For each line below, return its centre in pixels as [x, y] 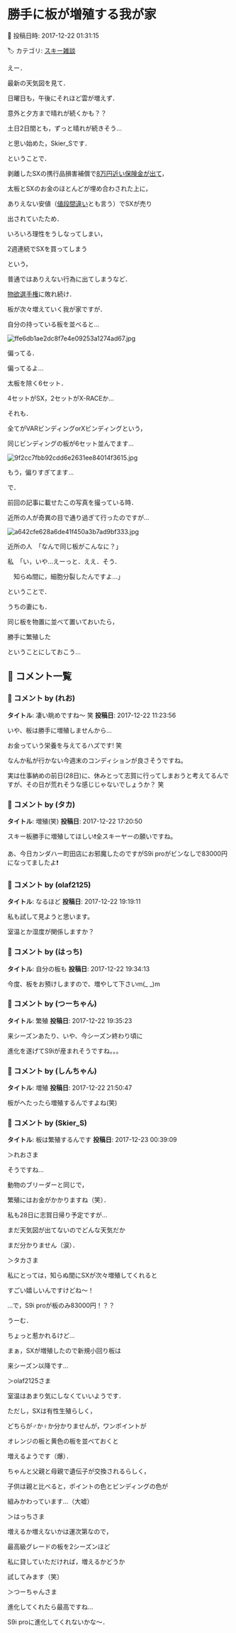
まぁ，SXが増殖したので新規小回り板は [64, 1351]
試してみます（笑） [35, 1577]
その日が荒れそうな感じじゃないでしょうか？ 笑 [95, 784]
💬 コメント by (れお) [41, 698]
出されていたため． [35, 218]
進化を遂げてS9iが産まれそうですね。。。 [65, 1051]
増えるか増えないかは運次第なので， [60, 1532]
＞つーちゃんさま [32, 1592]
